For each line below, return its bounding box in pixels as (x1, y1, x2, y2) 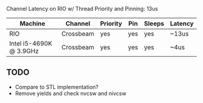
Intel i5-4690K (9, 39, 53, 48)
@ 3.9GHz (9, 47, 39, 55)
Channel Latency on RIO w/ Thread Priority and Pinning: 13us (6, 5, 158, 12)
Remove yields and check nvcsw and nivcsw (14, 90, 127, 97)
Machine (19, 19, 45, 28)
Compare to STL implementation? (14, 83, 98, 90)
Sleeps (144, 19, 164, 28)
